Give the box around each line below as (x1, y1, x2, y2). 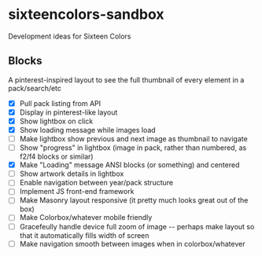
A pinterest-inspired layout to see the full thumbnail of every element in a (8, 75, 245, 84)
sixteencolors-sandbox (8, 5, 164, 24)
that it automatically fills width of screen (19, 230, 149, 240)
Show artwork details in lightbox (19, 169, 124, 178)
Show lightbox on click (19, 116, 94, 126)
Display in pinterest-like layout (19, 108, 118, 117)
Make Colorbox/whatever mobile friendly (19, 213, 153, 222)
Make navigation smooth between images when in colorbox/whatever (19, 239, 245, 248)
